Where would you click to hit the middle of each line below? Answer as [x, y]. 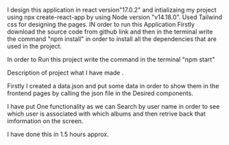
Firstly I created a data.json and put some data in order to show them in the [113, 86]
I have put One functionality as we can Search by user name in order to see [113, 106]
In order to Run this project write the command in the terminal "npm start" [111, 60]
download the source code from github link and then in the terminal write [110, 31]
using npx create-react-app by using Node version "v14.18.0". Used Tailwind [115, 17]
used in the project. [35, 46]
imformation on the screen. [45, 121]
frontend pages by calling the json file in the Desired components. [100, 93]
